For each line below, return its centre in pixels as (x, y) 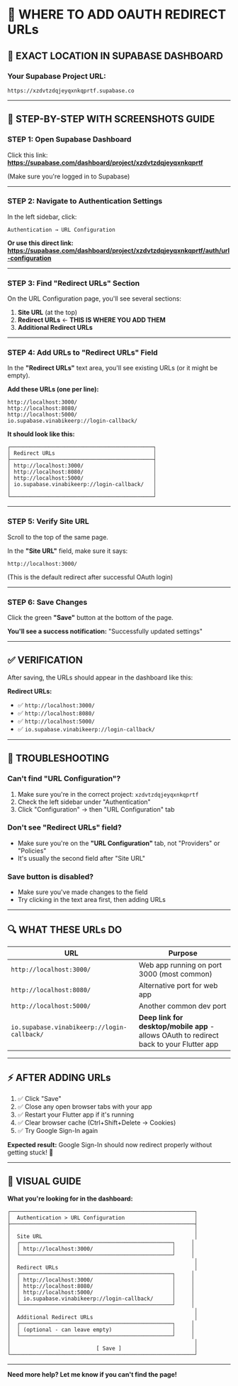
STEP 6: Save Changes (47, 602)
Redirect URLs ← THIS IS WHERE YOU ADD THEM (92, 320)
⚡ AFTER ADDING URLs (59, 1078)
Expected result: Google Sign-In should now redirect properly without (110, 1144)
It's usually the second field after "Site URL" (81, 858)
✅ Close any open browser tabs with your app (85, 1106)
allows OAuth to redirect (179, 1035)
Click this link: (28, 155)
